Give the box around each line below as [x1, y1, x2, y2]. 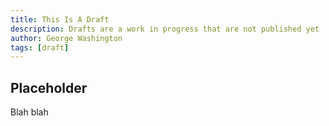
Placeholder [10, 79, 88, 96]
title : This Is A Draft [10, 14, 110, 25]
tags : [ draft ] [10, 42, 70, 53]
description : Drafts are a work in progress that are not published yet [10, 24, 320, 34]
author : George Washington [10, 33, 123, 43]
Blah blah [10, 106, 49, 118]
